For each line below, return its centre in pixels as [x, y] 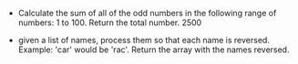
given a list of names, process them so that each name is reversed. [144, 40]
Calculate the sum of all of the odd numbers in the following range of [147, 13]
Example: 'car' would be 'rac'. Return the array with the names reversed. [154, 50]
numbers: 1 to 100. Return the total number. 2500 [110, 23]
